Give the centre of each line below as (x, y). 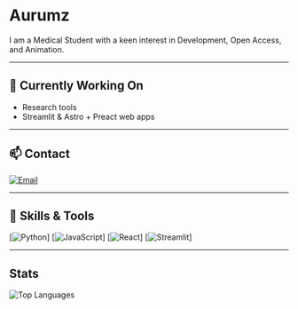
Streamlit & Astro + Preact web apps (88, 116)
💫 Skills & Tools (52, 215)
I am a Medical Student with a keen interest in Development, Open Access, (145, 40)
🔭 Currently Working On (76, 86)
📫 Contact (40, 154)
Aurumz (39, 16)
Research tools (49, 107)
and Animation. (37, 49)
